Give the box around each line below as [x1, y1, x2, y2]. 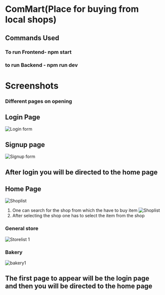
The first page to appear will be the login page [5, 274, 150, 283]
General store [5, 225, 39, 232]
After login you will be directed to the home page [5, 168, 158, 176]
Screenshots [5, 80, 59, 91]
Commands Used [5, 34, 59, 42]
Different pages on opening [5, 98, 73, 104]
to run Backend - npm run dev [5, 62, 78, 69]
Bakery [5, 248, 23, 255]
